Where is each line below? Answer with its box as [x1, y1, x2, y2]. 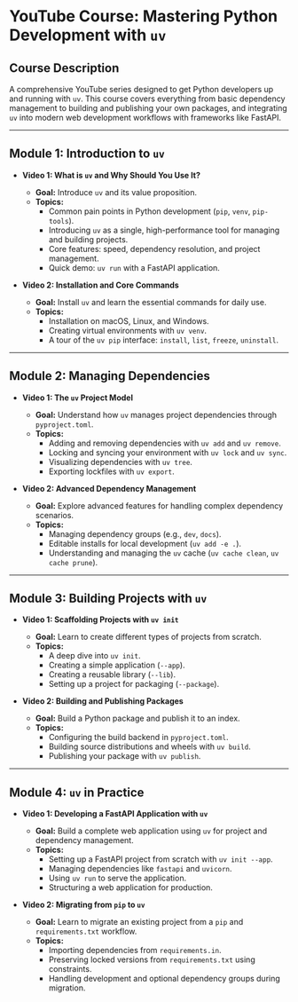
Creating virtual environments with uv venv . [48, 325, 207, 335]
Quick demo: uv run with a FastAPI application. [48, 262, 220, 272]
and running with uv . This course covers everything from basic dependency [9, 93, 286, 104]
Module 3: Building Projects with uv [9, 591, 208, 606]
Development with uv [9, 25, 167, 45]
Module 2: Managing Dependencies [9, 368, 211, 383]
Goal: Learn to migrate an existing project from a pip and [35, 917, 244, 927]
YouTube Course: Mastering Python [9, 6, 278, 27]
